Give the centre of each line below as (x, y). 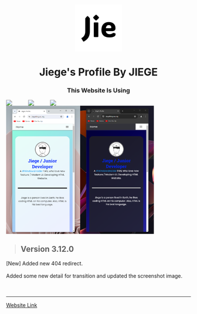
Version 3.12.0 (47, 249)
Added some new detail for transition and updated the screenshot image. (94, 276)
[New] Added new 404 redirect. (45, 263)
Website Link (22, 305)
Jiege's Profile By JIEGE (98, 72)
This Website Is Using (98, 91)
